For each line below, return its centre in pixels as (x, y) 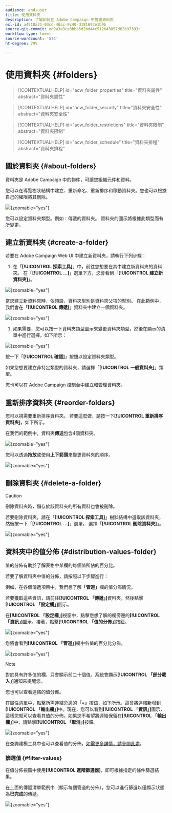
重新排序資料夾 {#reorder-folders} (60, 402)
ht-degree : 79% (21, 44)
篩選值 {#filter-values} (34, 758)
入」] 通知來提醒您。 (25, 681)
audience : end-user (26, 10)
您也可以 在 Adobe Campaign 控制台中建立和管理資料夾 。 (65, 385)
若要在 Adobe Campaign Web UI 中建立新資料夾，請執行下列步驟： (76, 256)
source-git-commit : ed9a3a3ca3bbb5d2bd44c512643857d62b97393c (73, 29)
